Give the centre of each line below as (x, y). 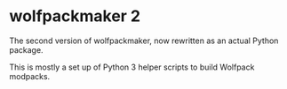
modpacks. (30, 76)
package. (26, 49)
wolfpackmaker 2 (75, 16)
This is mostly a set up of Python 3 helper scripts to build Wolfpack (132, 67)
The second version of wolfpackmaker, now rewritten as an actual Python (144, 41)
